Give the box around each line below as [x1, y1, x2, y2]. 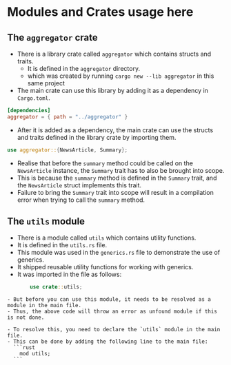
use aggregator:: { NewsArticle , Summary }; [7, 146, 128, 154]
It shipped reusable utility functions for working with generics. [17, 263, 194, 271]
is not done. [7, 314, 45, 321]
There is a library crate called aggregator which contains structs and [17, 50, 212, 58]
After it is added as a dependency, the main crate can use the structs [17, 125, 214, 134]
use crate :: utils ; [30, 284, 83, 291]
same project [27, 79, 66, 87]
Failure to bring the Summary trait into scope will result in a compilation [17, 188, 214, 196]
